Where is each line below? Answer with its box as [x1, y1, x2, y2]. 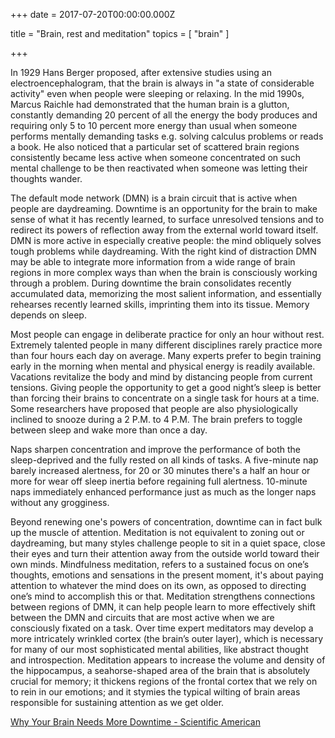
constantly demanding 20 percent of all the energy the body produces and [10, 109, 318, 121]
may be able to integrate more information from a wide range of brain [10, 256, 296, 268]
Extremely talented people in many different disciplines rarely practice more [10, 339, 323, 351]
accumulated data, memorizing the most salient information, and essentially [10, 288, 322, 299]
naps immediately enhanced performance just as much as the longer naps [10, 486, 317, 498]
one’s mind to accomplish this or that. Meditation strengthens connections [10, 590, 316, 602]
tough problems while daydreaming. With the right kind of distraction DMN [10, 245, 317, 257]
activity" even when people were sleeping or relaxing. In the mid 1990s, [10, 88, 305, 99]
